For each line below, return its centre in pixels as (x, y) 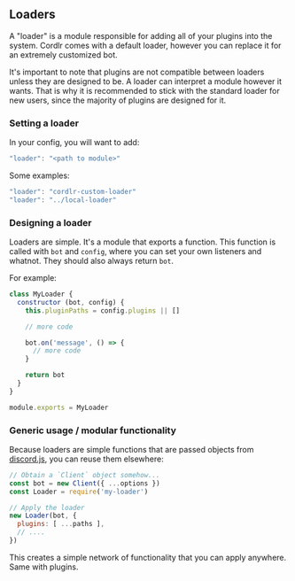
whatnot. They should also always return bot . (92, 261)
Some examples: (39, 175)
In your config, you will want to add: (74, 143)
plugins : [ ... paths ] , (61, 524)
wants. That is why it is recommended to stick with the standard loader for (145, 90)
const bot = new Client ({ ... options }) (85, 483)
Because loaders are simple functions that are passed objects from (132, 449)
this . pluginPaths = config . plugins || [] (102, 310)
